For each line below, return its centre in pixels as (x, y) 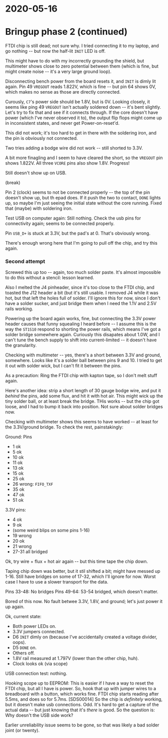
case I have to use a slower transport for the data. (57, 582)
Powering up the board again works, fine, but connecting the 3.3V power (81, 319)
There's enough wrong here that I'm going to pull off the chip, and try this (81, 243)
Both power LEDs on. (34, 626)
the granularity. (21, 345)
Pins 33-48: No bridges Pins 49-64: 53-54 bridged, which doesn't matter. (82, 592)
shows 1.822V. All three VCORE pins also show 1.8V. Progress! (67, 163)
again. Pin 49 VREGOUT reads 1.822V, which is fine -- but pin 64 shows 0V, (81, 87)
